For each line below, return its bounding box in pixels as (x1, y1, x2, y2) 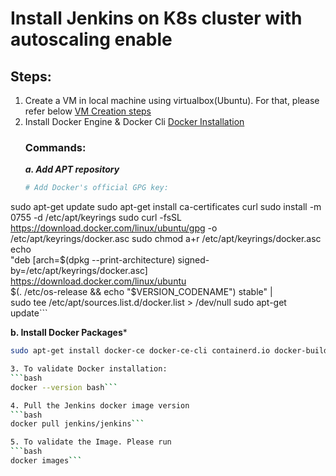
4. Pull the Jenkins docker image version (10, 400, 190, 411)
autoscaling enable (10, 28, 173, 51)
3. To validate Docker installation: (10, 364, 168, 374)
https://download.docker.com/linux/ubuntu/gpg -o (10, 222, 218, 234)
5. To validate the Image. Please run (10, 437, 172, 447)
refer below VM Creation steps (24, 105, 152, 117)
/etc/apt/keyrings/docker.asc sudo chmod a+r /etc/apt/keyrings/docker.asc (10, 233, 322, 245)
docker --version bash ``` (10, 382, 118, 392)
